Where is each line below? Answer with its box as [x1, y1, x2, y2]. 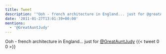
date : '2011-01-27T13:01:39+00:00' [5, 16, 79, 21]
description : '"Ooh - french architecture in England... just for [5, 12, 145, 17]
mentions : [5, 20, 26, 26]
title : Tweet [5, 7, 32, 12]
